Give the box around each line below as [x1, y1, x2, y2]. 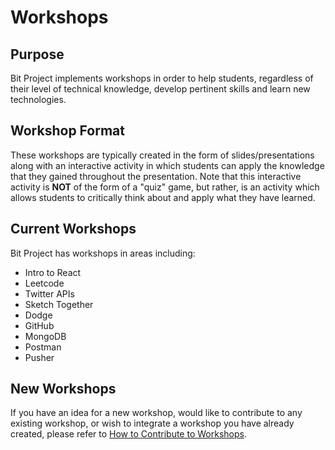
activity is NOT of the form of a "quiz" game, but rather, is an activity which [10, 181, 320, 193]
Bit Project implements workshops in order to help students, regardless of [10, 72, 314, 84]
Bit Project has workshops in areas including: [10, 247, 196, 259]
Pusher [24, 351, 55, 363]
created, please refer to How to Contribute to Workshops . [10, 428, 247, 440]
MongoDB [24, 330, 67, 342]
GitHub [24, 319, 55, 331]
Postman [24, 341, 62, 353]
